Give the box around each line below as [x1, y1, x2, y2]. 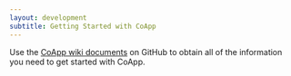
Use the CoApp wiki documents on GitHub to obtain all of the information [9, 46, 283, 57]
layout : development [9, 13, 88, 23]
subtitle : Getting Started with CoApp [9, 22, 156, 31]
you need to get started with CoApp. [9, 56, 145, 67]
